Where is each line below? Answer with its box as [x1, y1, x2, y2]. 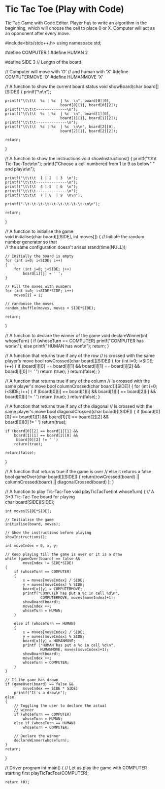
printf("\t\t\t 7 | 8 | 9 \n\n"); [5, 193, 83, 198]
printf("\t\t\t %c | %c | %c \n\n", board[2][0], [5, 124, 116, 129]
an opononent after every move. [5, 30, 70, 36]
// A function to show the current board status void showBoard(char [5, 83, 143, 89]
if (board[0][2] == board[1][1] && [5, 429, 78, 434]
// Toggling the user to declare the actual [14, 703, 107, 708]
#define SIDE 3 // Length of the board [5, 59, 82, 65]
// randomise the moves [5, 301, 54, 306]
